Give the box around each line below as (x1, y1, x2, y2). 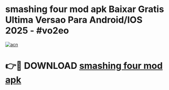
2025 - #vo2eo (5, 25, 69, 36)
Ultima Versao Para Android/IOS (5, 14, 143, 26)
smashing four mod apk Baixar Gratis (5, 4, 164, 15)
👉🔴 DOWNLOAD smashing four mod (5, 60, 163, 71)
